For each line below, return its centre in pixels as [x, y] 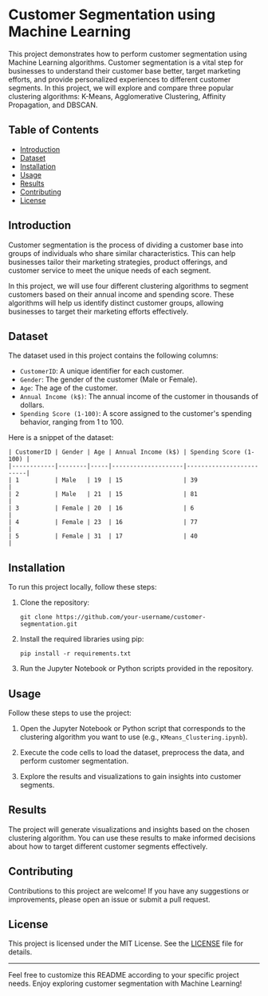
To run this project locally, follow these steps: [83, 587]
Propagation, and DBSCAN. [53, 105]
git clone [36, 618]
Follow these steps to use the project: [70, 713]
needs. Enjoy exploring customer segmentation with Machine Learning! [125, 984]
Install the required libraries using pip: [82, 639]
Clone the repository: [55, 602]
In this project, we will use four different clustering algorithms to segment [128, 286]
